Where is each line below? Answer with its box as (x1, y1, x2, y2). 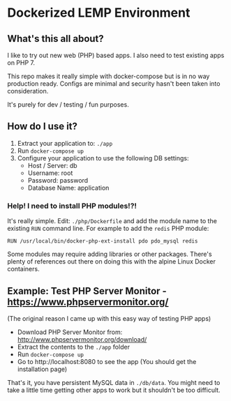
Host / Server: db (27, 161, 78, 169)
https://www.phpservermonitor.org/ (7, 296, 169, 308)
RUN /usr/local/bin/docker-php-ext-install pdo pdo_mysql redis (7, 238, 198, 245)
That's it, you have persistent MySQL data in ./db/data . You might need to (7, 378, 221, 386)
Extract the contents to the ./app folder (17, 342, 131, 351)
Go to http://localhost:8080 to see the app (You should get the (17, 357, 197, 365)
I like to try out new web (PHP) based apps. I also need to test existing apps (7, 51, 225, 59)
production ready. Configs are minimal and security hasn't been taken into (7, 80, 221, 88)
